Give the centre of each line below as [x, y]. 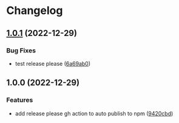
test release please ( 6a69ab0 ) [53, 63]
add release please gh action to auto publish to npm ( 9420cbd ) [94, 113]
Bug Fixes [21, 51]
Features [20, 100]
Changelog [35, 11]
